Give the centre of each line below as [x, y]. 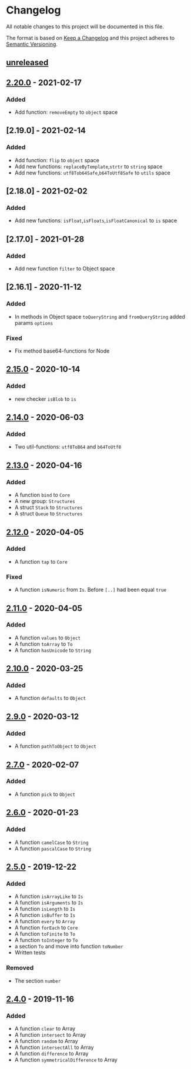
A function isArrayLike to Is [49, 896]
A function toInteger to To [46, 940]
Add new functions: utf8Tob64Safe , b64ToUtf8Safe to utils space [92, 172]
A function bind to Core [42, 495]
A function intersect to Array [50, 1035]
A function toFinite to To [45, 934]
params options [34, 323]
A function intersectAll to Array [54, 1047]
